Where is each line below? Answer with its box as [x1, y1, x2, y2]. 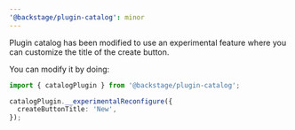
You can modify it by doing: [9, 64, 110, 74]
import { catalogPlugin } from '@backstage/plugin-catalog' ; [9, 80, 241, 89]
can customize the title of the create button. [9, 46, 170, 57]
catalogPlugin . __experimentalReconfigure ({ [9, 96, 173, 106]
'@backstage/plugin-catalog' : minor [9, 12, 145, 22]
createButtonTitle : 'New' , [17, 105, 117, 114]
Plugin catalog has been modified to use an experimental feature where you [9, 37, 287, 48]
